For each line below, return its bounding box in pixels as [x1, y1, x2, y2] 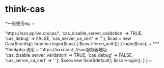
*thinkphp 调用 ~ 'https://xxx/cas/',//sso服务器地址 [5, 46, 108, 52]
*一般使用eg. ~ [5, 20, 35, 26]
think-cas [5, 3, 45, 15]
